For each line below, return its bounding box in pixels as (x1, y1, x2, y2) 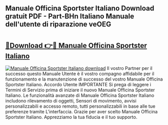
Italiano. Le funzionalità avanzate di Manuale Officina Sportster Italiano (5, 92, 155, 98)
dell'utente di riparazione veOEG (5, 20, 112, 29)
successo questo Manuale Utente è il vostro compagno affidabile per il (5, 71, 155, 77)
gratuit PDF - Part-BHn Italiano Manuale (5, 12, 134, 21)
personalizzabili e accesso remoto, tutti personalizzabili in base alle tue (5, 103, 156, 109)
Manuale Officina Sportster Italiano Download (5, 4, 155, 13)
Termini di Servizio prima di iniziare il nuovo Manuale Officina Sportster (5, 87, 155, 93)
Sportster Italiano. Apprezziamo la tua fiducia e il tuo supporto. (5, 114, 137, 120)
